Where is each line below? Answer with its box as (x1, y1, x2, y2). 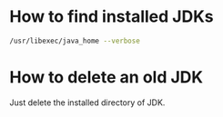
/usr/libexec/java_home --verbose (9, 36, 141, 45)
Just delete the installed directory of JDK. (9, 97, 166, 108)
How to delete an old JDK (9, 67, 203, 87)
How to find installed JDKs (9, 6, 214, 27)
